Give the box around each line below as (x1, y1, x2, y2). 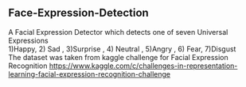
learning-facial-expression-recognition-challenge (8, 69, 171, 78)
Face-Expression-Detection (8, 6, 149, 20)
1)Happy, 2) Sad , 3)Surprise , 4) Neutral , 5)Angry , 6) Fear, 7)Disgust (8, 43, 236, 54)
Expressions (8, 36, 49, 45)
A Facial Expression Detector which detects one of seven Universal (8, 27, 228, 36)
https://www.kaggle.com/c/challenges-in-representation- (49, 61, 238, 70)
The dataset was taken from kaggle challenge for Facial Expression (8, 52, 228, 62)
